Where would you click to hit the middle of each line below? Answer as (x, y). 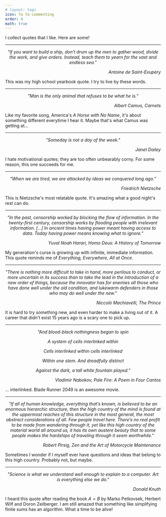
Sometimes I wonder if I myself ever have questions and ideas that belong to (83, 455)
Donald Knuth (147, 489)
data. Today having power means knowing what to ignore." (83, 233)
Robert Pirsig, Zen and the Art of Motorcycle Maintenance (102, 445)
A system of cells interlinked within (83, 342)
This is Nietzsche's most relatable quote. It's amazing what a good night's (80, 198)
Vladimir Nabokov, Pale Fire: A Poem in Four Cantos (108, 380)
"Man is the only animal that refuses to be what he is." (83, 96)
